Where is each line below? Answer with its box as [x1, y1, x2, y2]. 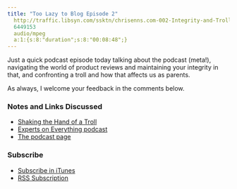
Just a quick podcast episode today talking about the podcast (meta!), [7, 56, 212, 64]
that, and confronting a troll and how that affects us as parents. [7, 71, 190, 79]
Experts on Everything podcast [17, 125, 108, 133]
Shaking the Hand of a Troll [17, 117, 97, 126]
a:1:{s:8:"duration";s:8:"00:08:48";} [13, 37, 128, 44]
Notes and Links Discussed [7, 102, 102, 112]
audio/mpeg [13, 30, 46, 37]
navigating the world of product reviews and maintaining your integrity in [7, 63, 219, 72]
